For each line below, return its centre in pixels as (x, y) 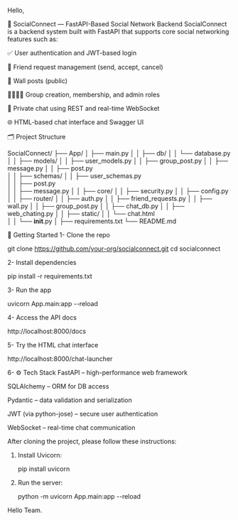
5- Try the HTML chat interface (53, 345)
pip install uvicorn (44, 469)
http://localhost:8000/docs (47, 331)
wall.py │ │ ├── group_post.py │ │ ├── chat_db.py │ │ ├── (96, 206)
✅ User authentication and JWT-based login (72, 53)
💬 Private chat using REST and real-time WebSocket (83, 108)
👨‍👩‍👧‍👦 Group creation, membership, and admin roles (83, 94)
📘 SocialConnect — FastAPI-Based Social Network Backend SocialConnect (117, 24)
